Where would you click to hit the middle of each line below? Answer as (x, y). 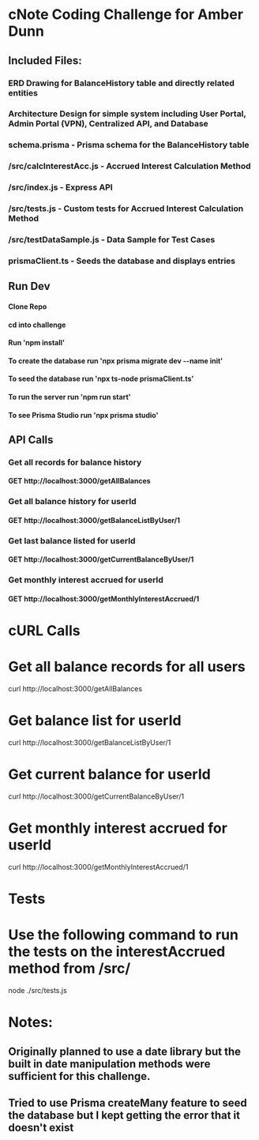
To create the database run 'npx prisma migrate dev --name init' (116, 360)
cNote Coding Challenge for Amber (126, 15)
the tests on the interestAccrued (117, 952)
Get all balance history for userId (72, 502)
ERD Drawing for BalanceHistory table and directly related (122, 83)
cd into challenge (37, 325)
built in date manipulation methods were (109, 1064)
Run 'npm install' (37, 343)
